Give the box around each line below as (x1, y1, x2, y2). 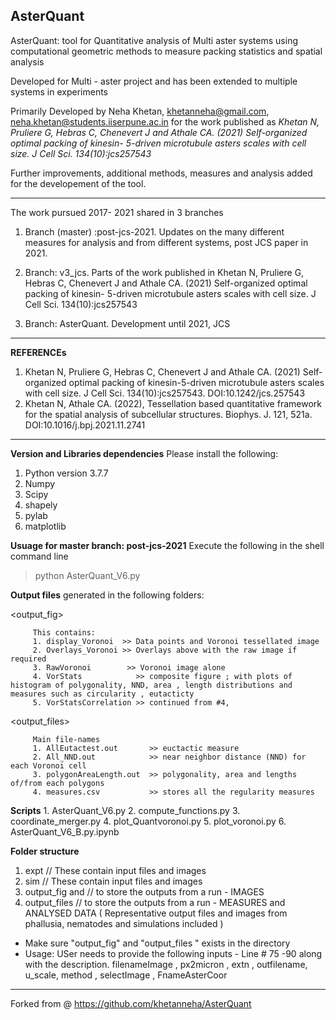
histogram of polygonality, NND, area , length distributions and (10, 680, 293, 690)
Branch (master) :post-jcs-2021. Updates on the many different (24, 225, 285, 238)
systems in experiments (10, 85, 108, 98)
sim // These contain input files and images (24, 875, 203, 887)
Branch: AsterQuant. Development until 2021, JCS (24, 317, 231, 329)
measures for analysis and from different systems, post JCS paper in (24, 236, 309, 248)
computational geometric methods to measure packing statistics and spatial (10, 45, 323, 57)
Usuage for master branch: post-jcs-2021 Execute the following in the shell (10, 539, 325, 551)
